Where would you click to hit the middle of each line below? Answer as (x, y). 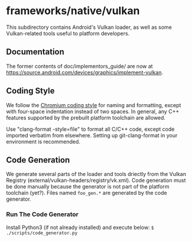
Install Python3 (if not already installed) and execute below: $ (80, 227)
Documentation (35, 52)
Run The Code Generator (42, 214)
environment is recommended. (43, 141)
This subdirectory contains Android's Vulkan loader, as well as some (89, 27)
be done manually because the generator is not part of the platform (88, 187)
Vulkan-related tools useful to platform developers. (68, 33)
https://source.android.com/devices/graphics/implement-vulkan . (85, 72)
